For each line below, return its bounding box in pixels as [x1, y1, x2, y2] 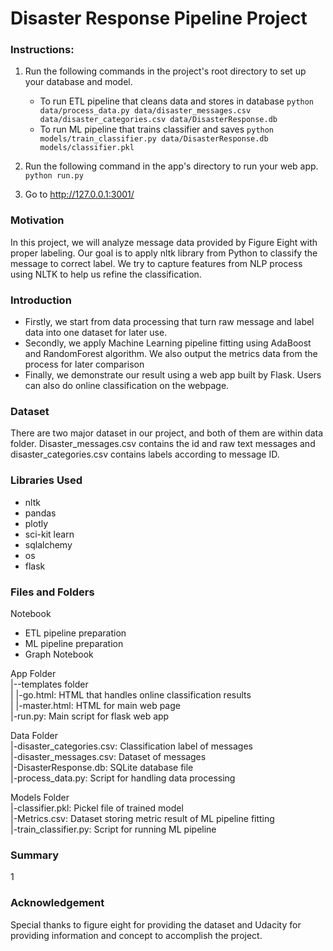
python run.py [24, 171, 84, 181]
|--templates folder [10, 678, 89, 690]
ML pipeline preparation [24, 637, 124, 649]
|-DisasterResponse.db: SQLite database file [10, 761, 194, 773]
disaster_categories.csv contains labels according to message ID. [10, 448, 280, 461]
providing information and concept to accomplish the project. [10, 929, 263, 941]
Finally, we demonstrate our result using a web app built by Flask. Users [24, 369, 322, 381]
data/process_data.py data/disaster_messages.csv [39, 106, 252, 116]
